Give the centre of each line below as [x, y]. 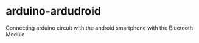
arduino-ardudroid [54, 11]
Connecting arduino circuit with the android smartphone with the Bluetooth [99, 28]
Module [15, 34]
